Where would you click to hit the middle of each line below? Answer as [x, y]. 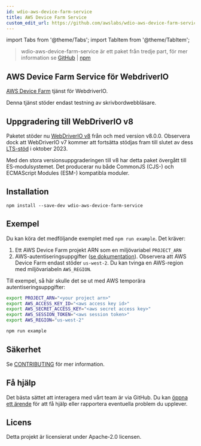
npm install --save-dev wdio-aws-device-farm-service [75, 205]
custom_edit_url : [28, 23]
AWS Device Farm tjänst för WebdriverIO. [57, 91]
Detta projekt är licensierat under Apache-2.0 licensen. [74, 437]
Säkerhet [24, 350]
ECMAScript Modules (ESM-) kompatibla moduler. [68, 173]
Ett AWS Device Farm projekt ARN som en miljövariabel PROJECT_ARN [98, 250]
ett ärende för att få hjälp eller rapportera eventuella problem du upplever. [97, 403]
